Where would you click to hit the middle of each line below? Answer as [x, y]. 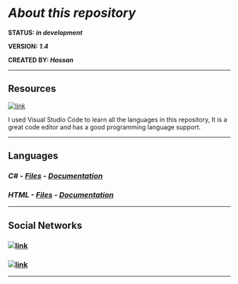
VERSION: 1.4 [28, 46]
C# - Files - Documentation [55, 176]
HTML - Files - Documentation [61, 194]
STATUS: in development [46, 32]
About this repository [72, 13]
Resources [32, 89]
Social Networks [45, 225]
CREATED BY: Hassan [41, 60]
